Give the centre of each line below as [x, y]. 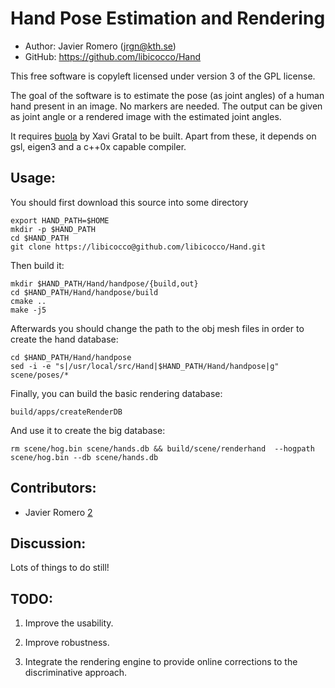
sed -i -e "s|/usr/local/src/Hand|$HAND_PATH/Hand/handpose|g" [145, 366]
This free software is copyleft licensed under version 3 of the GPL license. [163, 76]
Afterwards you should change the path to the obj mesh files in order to [157, 328]
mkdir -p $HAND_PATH [53, 229]
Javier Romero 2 [58, 512]
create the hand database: [64, 339]
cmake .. [28, 301]
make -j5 [28, 310]
